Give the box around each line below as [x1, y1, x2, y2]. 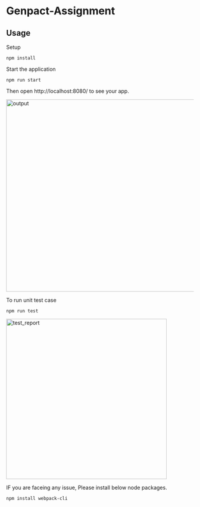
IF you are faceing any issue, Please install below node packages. [6, 484, 168, 491]
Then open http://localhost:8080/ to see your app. [6, 87, 129, 95]
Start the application [6, 65, 56, 73]
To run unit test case [6, 296, 57, 303]
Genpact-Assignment [6, 4, 115, 18]
